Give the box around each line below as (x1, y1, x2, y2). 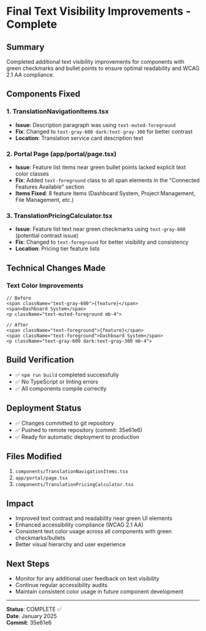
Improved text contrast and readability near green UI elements (15, 514, 173, 522)
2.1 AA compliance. (6, 71, 55, 78)
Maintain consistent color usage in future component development (15, 588, 184, 595)
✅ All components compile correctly (15, 385, 107, 392)
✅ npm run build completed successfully (15, 371, 120, 378)
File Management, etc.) (15, 196, 74, 203)
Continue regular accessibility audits (15, 581, 108, 589)
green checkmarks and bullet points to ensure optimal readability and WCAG (6, 64, 200, 72)
